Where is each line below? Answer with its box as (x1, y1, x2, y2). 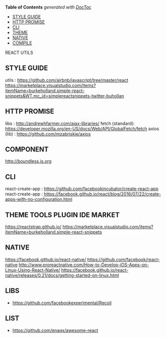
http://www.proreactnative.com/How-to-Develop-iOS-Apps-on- (18, 262, 149, 268)
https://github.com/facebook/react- (87, 256, 160, 262)
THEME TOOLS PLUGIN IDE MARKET (5, 210, 120, 219)
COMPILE (12, 40, 32, 46)
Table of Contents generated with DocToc (5, 4, 92, 10)
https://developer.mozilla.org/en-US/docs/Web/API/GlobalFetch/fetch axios (5, 126, 160, 132)
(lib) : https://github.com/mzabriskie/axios (5, 131, 91, 137)
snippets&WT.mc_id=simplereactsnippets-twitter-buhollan (5, 93, 124, 98)
